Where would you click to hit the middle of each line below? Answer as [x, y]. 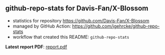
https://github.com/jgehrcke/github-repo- [116, 26]
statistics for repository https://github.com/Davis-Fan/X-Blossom [81, 20]
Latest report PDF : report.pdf [36, 47]
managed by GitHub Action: [42, 26]
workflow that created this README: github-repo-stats [71, 37]
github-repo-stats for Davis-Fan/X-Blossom [77, 8]
